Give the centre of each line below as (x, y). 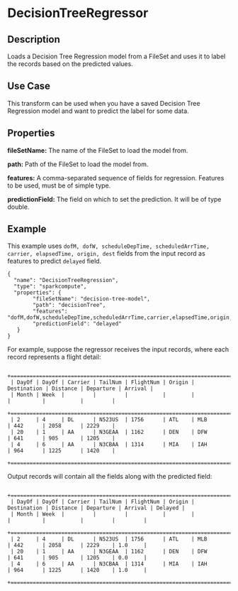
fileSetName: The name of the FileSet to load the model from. (98, 150)
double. (18, 207)
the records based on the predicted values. (70, 64)
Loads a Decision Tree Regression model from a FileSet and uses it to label (117, 56)
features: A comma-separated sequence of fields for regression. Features (116, 178)
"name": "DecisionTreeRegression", (66, 281)
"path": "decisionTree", (69, 305)
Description (34, 39)
